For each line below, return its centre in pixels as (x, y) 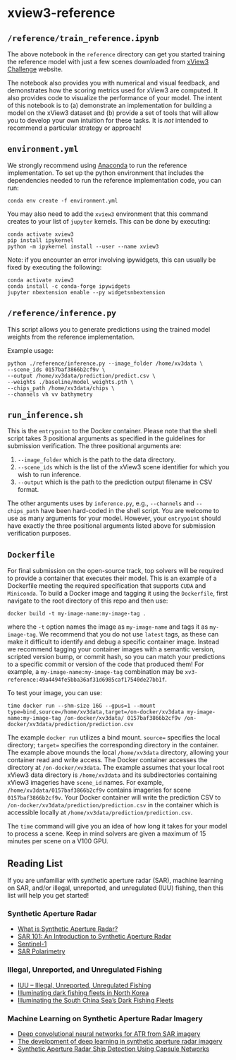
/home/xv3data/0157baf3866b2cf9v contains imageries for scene (99, 790)
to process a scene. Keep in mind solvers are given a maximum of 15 (107, 833)
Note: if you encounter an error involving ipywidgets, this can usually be (112, 260)
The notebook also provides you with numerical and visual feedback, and (113, 83)
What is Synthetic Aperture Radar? (68, 929)
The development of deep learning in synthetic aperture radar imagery (120, 1041)
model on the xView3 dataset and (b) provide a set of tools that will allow (113, 113)
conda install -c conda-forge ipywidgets (69, 286)
